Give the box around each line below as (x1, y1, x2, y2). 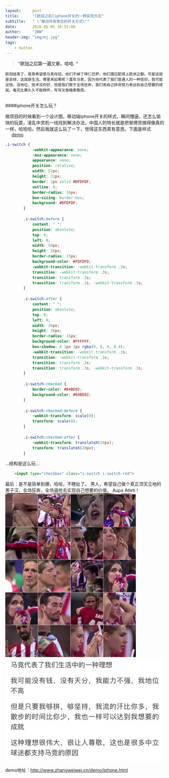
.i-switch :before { (23, 217, 65, 222)
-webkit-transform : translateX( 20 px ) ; (32, 440, 114, 445)
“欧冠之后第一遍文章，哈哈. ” (17, 61, 78, 67)
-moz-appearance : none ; (32, 152, 82, 158)
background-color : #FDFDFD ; (32, 259, 92, 264)
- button (14, 45, 33, 50)
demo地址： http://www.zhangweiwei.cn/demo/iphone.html (5, 767, 128, 773)
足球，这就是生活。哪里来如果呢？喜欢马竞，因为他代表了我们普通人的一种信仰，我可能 (9, 77, 163, 82)
